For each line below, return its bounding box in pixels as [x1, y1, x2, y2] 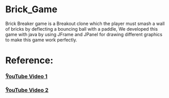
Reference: [5, 55, 54, 66]
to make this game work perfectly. [5, 37, 77, 43]
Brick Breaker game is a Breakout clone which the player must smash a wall [5, 20, 165, 27]
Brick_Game [5, 4, 58, 15]
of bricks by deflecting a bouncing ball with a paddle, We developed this [5, 26, 158, 32]
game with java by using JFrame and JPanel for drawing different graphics [5, 31, 163, 37]
